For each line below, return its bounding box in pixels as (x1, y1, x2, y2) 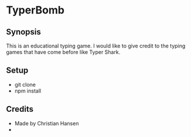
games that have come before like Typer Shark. (6, 49, 121, 56)
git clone (14, 81, 36, 88)
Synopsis (6, 27, 41, 37)
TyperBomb (6, 4, 64, 17)
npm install (14, 87, 42, 94)
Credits (6, 104, 34, 114)
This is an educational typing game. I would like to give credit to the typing (6, 42, 186, 49)
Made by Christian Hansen (14, 119, 79, 126)
